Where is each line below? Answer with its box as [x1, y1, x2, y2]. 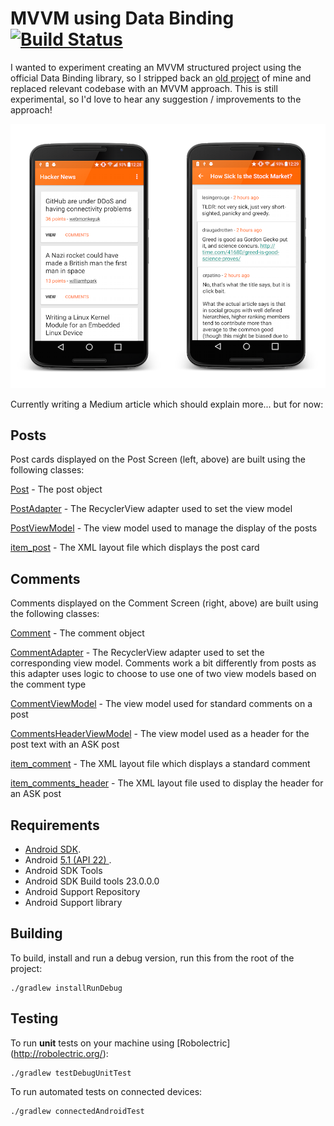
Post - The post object [10, 483, 103, 496]
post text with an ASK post [10, 738, 120, 751]
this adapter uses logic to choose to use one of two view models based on [10, 668, 317, 680]
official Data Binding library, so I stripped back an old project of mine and [10, 72, 312, 84]
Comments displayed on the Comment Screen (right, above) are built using [10, 597, 319, 609]
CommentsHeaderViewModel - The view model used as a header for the [10, 728, 310, 740]
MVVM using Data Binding [10, 7, 235, 30]
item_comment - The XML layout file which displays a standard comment [10, 758, 311, 770]
